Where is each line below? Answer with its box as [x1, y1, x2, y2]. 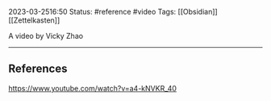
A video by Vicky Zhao [8, 32, 83, 40]
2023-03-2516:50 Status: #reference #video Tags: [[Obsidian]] [8, 7, 218, 16]
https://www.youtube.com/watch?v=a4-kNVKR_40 [8, 83, 177, 93]
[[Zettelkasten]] [8, 15, 60, 25]
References [8, 62, 68, 76]
